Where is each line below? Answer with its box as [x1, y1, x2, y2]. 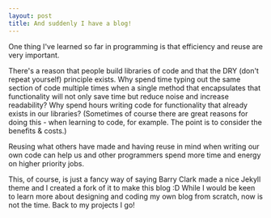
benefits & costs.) [8, 126, 67, 136]
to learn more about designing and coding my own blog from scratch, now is [8, 191, 263, 201]
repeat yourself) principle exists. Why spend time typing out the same [8, 74, 241, 84]
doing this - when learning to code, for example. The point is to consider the [8, 117, 263, 127]
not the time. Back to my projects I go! [8, 199, 135, 210]
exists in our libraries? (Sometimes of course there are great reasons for [8, 108, 248, 118]
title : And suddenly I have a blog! [8, 19, 132, 27]
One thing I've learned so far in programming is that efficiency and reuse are [8, 41, 263, 51]
